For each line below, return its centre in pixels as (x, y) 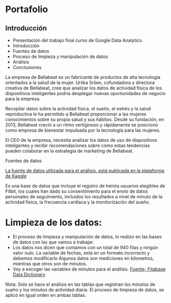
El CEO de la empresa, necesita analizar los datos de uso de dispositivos (81, 140)
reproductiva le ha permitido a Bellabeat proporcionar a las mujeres (76, 114)
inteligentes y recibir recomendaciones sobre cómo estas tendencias (78, 145)
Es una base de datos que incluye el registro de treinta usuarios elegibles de (85, 186)
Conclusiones (27, 67)
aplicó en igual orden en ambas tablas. (46, 295)
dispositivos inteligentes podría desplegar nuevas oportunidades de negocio (85, 93)
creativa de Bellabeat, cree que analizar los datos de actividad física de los (84, 88)
